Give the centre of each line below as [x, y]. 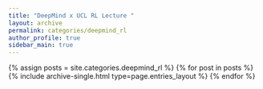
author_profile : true [45, 38]
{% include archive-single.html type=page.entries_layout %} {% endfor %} [132, 76]
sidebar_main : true [41, 45]
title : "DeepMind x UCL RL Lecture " [71, 15]
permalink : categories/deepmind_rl [68, 30]
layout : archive [35, 23]
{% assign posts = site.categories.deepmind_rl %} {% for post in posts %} [131, 68]
